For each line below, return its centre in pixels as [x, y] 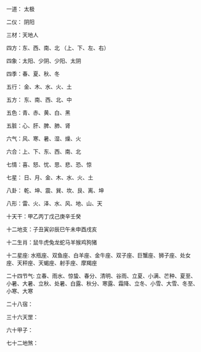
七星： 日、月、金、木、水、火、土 [50, 178]
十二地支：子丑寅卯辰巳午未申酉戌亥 [52, 229]
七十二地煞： [22, 343]
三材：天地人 [22, 35]
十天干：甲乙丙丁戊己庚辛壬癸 [44, 216]
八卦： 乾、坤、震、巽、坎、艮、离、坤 [55, 190]
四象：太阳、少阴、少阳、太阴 [44, 61]
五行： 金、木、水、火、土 [39, 87]
